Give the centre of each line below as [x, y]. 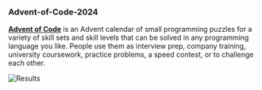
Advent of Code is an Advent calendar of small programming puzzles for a [130, 29]
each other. [27, 63]
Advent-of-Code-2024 [53, 12]
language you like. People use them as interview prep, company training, [127, 46]
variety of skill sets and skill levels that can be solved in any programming [129, 37]
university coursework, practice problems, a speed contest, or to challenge [131, 55]
